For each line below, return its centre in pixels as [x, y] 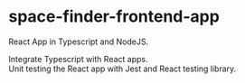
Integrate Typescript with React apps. [78, 59]
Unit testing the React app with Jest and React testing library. [122, 69]
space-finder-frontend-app [114, 17]
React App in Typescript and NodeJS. [79, 41]
